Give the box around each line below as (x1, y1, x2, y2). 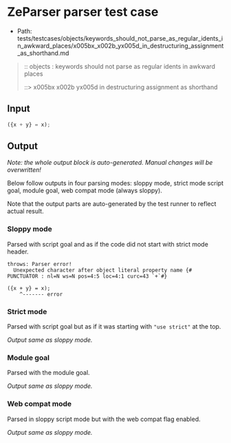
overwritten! (7, 166, 41, 174)
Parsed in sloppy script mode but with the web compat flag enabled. (7, 415, 201, 423)
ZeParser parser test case (7, 4, 159, 20)
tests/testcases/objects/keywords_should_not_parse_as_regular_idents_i (16, 34, 223, 42)
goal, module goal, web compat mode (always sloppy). (7, 187, 163, 195)
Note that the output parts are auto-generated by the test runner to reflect (7, 200, 217, 208)
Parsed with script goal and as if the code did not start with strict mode (7, 240, 208, 248)
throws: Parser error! (7, 260, 72, 267)
